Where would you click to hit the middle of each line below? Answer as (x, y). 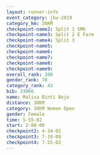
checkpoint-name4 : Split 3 (41, 40)
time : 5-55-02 (24, 120)
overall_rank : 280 (30, 74)
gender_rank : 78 (27, 80)
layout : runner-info (33, 12)
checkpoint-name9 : (30, 69)
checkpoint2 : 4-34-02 (34, 131)
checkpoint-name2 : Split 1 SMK (46, 29)
